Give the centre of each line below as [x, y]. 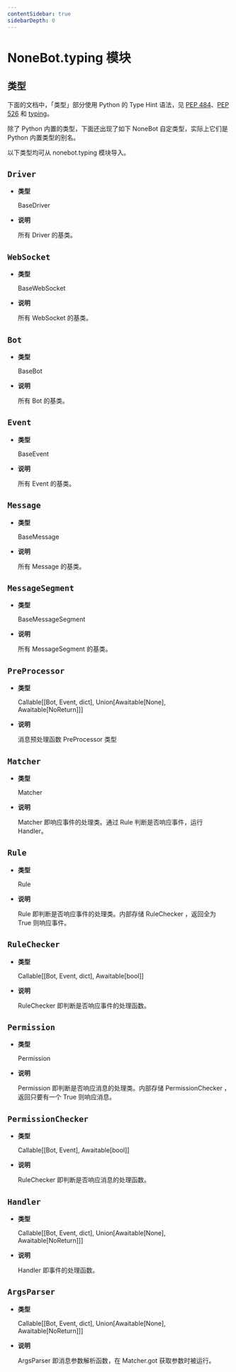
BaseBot [30, 371]
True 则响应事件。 [44, 922]
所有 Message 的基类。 [51, 566]
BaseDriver [34, 206]
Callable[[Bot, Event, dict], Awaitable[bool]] [80, 976]
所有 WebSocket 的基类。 [55, 318]
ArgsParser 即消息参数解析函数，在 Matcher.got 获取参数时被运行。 [116, 1360]
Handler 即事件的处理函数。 [58, 1271]
